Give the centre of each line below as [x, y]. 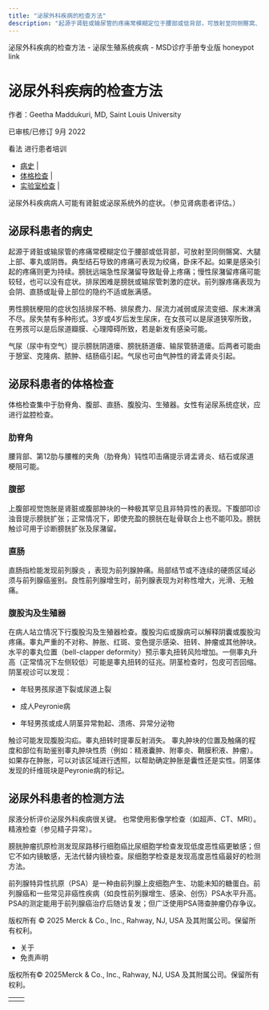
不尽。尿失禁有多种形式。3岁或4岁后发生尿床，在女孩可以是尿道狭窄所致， [132, 319]
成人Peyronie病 [45, 707]
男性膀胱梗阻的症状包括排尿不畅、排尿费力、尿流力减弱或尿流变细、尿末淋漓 [134, 309]
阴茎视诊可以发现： [40, 672]
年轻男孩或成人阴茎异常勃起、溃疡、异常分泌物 [97, 723]
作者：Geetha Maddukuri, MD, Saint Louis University [95, 115]
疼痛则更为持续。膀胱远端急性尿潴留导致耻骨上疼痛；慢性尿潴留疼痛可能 [141, 272]
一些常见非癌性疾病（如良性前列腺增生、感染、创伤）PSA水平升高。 [148, 894]
